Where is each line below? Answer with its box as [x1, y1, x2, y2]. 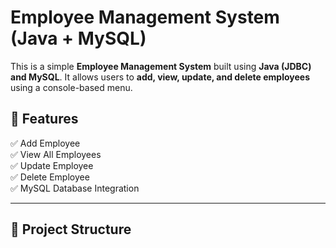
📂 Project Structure [10, 221, 132, 238]
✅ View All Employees [10, 148, 102, 160]
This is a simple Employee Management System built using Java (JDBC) [10, 60, 312, 72]
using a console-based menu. [10, 81, 133, 93]
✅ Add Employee [10, 137, 81, 149]
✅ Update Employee [10, 159, 94, 171]
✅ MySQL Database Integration [10, 182, 140, 194]
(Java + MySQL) [10, 27, 147, 50]
